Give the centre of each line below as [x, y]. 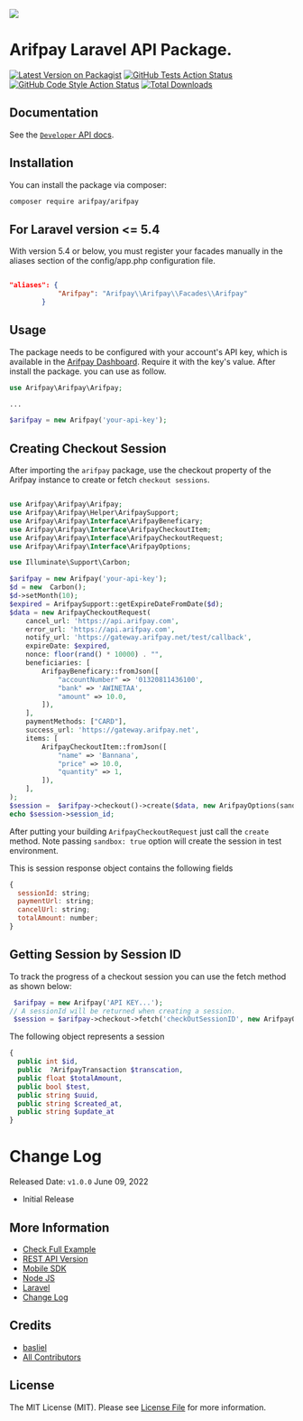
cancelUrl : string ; [54, 910]
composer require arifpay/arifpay [74, 201]
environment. [34, 850]
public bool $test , [54, 1087]
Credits [31, 1326]
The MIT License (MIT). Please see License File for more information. [138, 1407]
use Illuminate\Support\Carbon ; [70, 563]
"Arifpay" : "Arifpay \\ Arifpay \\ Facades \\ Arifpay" [152, 294]
